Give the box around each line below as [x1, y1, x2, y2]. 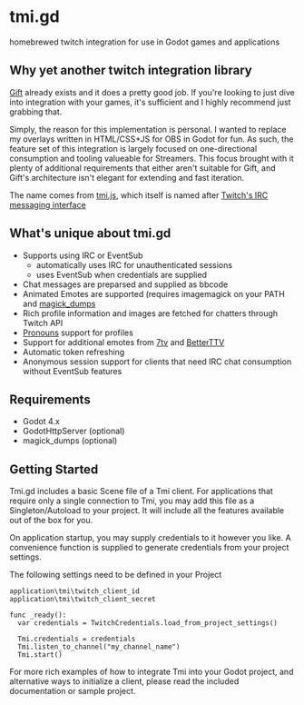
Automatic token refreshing [22, 346, 125, 357]
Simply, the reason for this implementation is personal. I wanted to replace [9, 124, 287, 134]
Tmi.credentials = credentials [17, 634, 136, 644]
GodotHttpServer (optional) [22, 425, 125, 437]
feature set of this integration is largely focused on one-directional [9, 143, 258, 154]
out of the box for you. [9, 515, 93, 526]
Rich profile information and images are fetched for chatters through [22, 307, 279, 319]
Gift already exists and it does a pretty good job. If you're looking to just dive [9, 86, 295, 97]
